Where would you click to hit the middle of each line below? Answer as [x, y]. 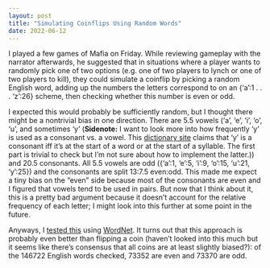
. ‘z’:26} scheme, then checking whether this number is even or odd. [122, 97]
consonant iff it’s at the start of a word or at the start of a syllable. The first [132, 146]
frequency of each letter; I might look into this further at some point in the [130, 206]
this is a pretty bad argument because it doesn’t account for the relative [127, 197]
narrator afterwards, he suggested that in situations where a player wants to [134, 62]
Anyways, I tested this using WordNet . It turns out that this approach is [126, 230]
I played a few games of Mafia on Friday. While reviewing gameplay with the [135, 54]
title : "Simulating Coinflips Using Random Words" [95, 23]
